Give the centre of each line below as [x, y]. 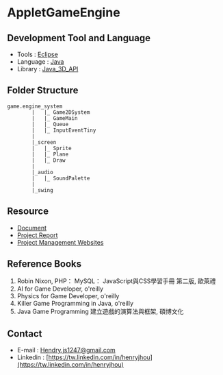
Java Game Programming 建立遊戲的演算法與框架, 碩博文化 [100, 312]
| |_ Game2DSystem [61, 112]
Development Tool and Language [79, 38]
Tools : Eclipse [37, 54]
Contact [25, 334]
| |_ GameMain [55, 118]
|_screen [44, 142]
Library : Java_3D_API [48, 69]
